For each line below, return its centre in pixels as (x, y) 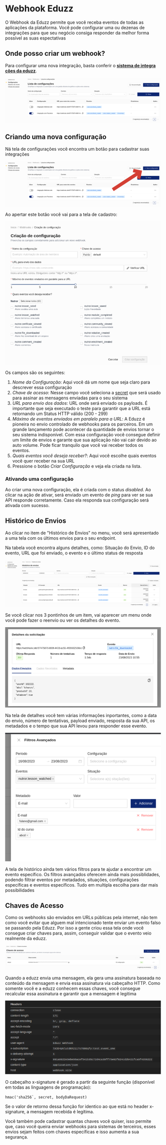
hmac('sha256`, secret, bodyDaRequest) (46, 1098)
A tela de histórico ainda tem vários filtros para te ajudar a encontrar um (78, 869)
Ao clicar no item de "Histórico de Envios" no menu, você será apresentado (82, 533)
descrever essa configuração (42, 387)
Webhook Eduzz (39, 9)
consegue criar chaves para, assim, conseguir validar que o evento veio (78, 933)
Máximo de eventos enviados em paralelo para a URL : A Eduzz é (79, 419)
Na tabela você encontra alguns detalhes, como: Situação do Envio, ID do (80, 548)
